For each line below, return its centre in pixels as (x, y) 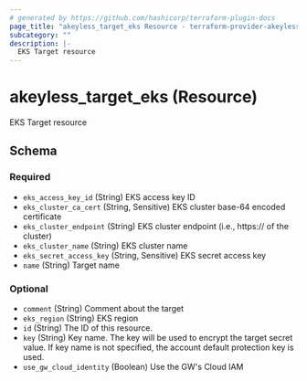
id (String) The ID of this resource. (88, 328)
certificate (42, 217)
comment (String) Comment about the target (103, 309)
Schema (33, 151)
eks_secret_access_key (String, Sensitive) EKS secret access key (144, 255)
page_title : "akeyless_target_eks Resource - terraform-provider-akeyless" (157, 26)
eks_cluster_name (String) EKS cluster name (105, 245)
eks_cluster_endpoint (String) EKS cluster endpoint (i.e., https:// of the (156, 226)
